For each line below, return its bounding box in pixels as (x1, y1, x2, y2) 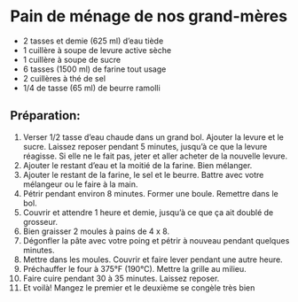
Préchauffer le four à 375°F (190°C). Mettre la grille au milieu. (22, 263, 247, 274)
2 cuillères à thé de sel (22, 73, 106, 83)
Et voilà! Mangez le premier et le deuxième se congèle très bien (22, 282, 255, 293)
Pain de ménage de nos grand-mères (10, 6, 287, 27)
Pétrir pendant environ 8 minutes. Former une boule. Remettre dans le (22, 188, 278, 198)
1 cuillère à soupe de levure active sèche (22, 44, 172, 55)
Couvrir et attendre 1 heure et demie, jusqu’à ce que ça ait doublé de (22, 206, 274, 218)
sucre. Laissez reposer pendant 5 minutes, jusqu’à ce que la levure (22, 141, 268, 151)
